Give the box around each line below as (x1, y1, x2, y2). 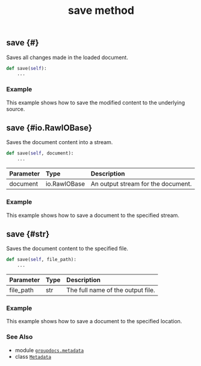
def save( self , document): (6, 150, 74, 157)
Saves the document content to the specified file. (6, 245, 128, 252)
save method (68, 4, 134, 17)
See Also (6, 333, 33, 341)
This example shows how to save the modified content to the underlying (6, 99, 185, 106)
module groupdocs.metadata (14, 346, 84, 353)
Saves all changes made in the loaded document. (6, 54, 128, 61)
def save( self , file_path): (6, 257, 77, 263)
